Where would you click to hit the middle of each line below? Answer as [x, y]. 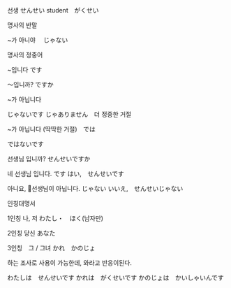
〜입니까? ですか [30, 85]
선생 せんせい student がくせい [53, 10]
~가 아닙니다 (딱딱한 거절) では [52, 129]
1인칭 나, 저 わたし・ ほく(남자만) [55, 218]
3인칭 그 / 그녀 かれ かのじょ [51, 248]
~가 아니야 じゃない [38, 40]
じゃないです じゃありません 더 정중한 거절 [69, 114]
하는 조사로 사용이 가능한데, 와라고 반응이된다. [70, 263]
